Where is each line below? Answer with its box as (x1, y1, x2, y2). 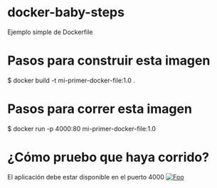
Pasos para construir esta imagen (7, 52, 211, 69)
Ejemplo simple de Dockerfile (7, 28, 93, 36)
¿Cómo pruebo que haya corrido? (7, 150, 210, 165)
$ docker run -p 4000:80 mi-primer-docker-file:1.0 (7, 124, 157, 133)
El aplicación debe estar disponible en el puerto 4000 (7, 172, 165, 181)
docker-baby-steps (7, 4, 125, 21)
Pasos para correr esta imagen (7, 101, 192, 117)
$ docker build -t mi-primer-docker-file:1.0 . (7, 76, 135, 84)
